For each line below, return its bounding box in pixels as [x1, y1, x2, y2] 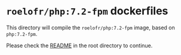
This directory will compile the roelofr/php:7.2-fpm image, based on [6, 24, 175, 31]
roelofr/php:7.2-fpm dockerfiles [6, 4, 168, 18]
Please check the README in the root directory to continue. [6, 42, 153, 49]
